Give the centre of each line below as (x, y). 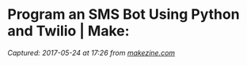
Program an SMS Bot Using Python (123, 14)
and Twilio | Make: (68, 31)
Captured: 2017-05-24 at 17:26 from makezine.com (91, 52)
